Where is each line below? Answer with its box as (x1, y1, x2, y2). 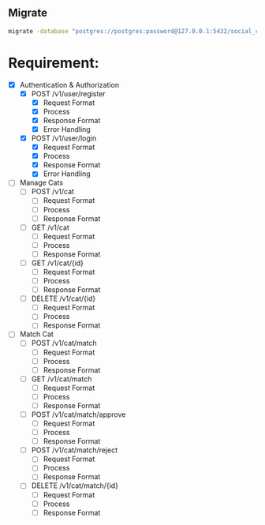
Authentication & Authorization (19, 80, 120, 89)
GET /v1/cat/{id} (31, 258, 84, 268)
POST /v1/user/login (31, 133, 97, 143)
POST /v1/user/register (31, 88, 106, 98)
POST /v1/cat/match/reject (31, 445, 118, 455)
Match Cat (19, 329, 54, 339)
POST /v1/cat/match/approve (31, 410, 126, 419)
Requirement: (8, 54, 100, 72)
